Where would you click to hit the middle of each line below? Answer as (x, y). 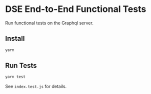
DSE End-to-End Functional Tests (76, 9)
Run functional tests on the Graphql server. (49, 23)
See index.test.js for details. (36, 87)
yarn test (15, 77)
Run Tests (21, 66)
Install (15, 39)
